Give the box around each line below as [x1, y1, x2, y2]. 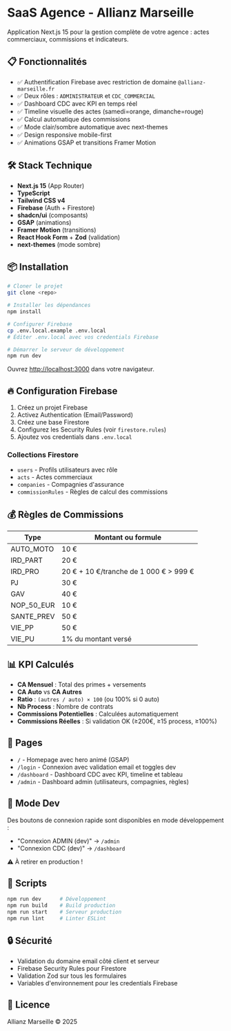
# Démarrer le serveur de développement [7, 346, 125, 353]
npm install [7, 308, 41, 315]
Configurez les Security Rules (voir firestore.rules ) [17, 425, 167, 434]
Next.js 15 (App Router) [17, 181, 85, 189]
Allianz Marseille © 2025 [7, 1017, 78, 1025]
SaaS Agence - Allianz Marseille [7, 5, 194, 21]
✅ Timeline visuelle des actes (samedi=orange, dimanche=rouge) [17, 107, 204, 115]
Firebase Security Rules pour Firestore [17, 964, 127, 972]
